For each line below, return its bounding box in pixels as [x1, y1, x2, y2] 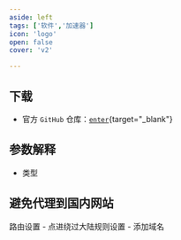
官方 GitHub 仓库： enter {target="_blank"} [21, 113, 174, 124]
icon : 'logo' [9, 29, 57, 38]
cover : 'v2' [9, 46, 53, 55]
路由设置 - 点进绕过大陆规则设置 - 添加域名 [9, 221, 165, 231]
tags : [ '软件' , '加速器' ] [9, 21, 94, 30]
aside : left [9, 12, 53, 22]
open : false [9, 37, 53, 47]
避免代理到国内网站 [9, 196, 114, 211]
